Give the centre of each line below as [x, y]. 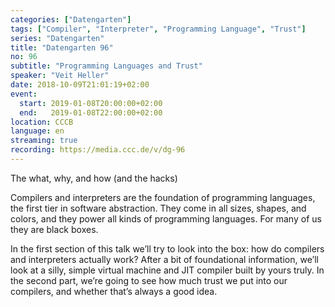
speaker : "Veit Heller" [60, 76]
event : [24, 94]
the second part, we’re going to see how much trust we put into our [149, 280]
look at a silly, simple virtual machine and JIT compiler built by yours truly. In [167, 270]
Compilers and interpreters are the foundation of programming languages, [163, 197]
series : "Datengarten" [57, 38]
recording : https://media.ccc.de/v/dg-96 [98, 150]
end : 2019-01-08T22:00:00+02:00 [91, 112]
